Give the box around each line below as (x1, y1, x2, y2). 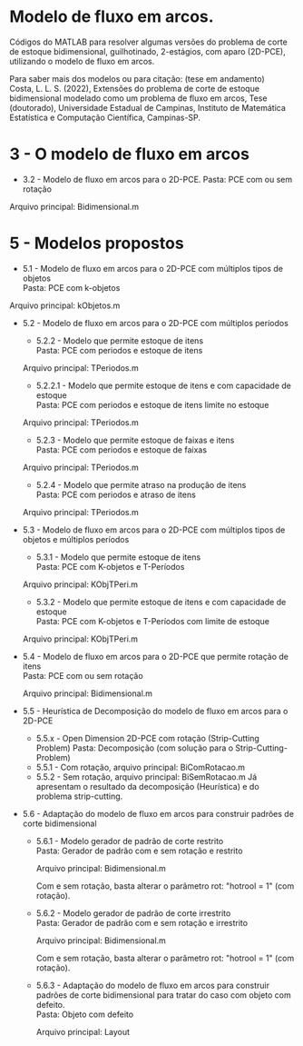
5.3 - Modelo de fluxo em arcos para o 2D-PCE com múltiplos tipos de (22, 524, 286, 535)
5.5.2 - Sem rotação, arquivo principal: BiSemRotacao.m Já (35, 771, 257, 782)
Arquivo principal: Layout (35, 1026, 130, 1037)
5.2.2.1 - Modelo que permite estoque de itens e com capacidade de (35, 380, 292, 391)
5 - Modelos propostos (9, 234, 184, 254)
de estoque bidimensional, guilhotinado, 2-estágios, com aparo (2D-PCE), (9, 45, 286, 56)
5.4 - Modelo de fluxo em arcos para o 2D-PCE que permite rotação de (22, 651, 288, 662)
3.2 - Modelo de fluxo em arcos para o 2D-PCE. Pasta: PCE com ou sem (22, 174, 293, 184)
